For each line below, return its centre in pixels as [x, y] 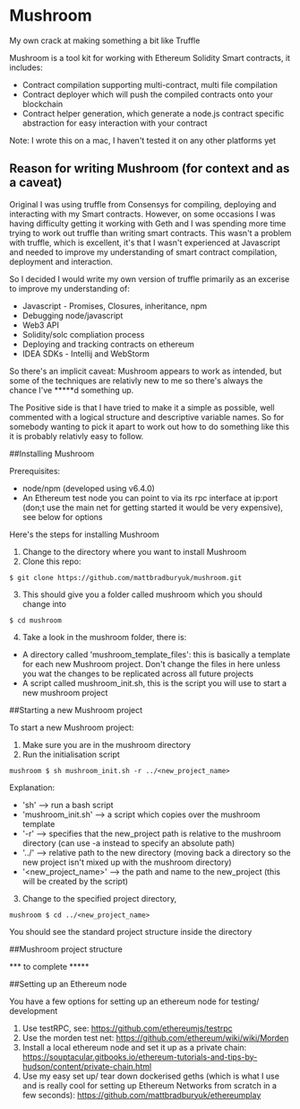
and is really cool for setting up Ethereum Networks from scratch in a [150, 1085]
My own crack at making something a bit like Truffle [105, 40]
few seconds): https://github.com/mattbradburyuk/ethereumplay [141, 1095]
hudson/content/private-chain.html [87, 1066]
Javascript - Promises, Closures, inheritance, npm [115, 305]
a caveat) [36, 183]
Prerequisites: [35, 471]
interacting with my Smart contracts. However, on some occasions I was [142, 214]
